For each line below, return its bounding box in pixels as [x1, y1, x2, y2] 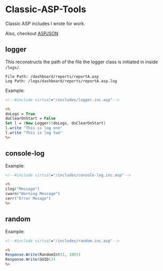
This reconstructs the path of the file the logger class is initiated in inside [5, 59, 158, 65]
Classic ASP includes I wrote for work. [5, 20, 86, 27]
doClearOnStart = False [5, 116, 56, 121]
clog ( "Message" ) [5, 186, 40, 192]
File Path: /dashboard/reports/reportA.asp [5, 74, 99, 79]
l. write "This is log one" [5, 126, 63, 131]
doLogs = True [5, 111, 36, 116]
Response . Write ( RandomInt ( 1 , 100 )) [5, 252, 81, 257]
